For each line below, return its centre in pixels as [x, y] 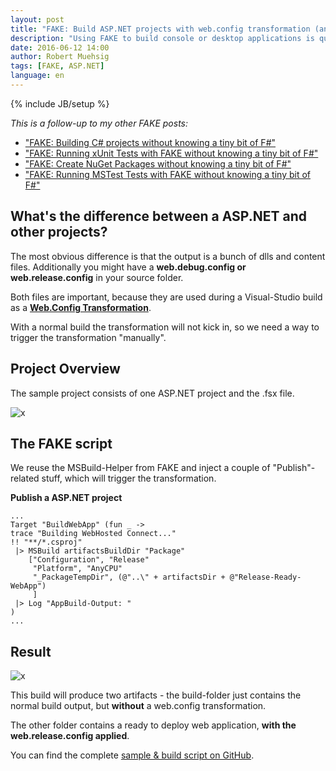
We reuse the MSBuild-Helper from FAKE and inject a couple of [140, 468]
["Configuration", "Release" [89, 560]
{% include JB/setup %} [60, 103]
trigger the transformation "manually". [88, 337]
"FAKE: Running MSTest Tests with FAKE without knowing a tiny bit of [168, 174]
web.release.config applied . [70, 736]
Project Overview [65, 369]
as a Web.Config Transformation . [81, 307]
